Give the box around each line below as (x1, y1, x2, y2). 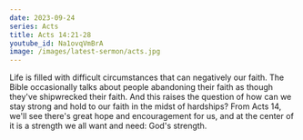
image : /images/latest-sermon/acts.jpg (9, 47, 161, 56)
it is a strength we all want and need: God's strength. (9, 120, 207, 132)
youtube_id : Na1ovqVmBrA (9, 38, 104, 48)
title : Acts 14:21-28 (9, 30, 92, 39)
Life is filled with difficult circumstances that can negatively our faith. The (9, 72, 285, 83)
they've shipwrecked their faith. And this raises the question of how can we (9, 92, 292, 103)
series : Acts (9, 22, 59, 31)
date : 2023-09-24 (9, 13, 76, 23)
